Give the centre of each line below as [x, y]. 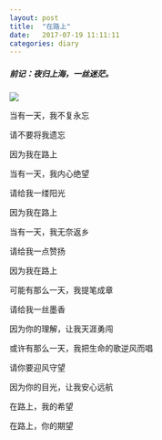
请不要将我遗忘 [37, 135]
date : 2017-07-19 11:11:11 [65, 35]
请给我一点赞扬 [37, 251]
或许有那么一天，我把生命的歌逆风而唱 [81, 349]
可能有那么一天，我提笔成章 [61, 290]
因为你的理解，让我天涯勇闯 [61, 329]
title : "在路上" [40, 26]
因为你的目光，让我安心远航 [61, 387]
